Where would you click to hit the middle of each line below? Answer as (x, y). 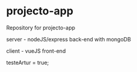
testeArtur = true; (28, 62)
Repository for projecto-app (41, 28)
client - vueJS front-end (36, 51)
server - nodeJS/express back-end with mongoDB (68, 39)
